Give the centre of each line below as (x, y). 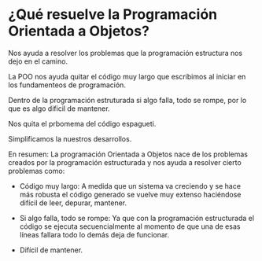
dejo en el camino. (38, 61)
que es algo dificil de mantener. (59, 108)
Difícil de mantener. (51, 250)
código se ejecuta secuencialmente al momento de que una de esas (130, 226)
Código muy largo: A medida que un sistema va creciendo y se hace (130, 186)
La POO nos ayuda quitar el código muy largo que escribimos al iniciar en (127, 76)
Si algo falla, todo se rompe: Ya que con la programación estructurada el (137, 218)
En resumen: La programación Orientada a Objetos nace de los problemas (128, 154)
